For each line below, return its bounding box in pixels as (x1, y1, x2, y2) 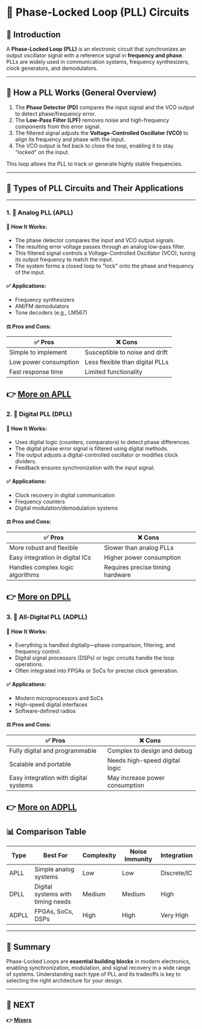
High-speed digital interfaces (14, 701, 88, 708)
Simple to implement (9, 348, 67, 357)
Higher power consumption (104, 554, 182, 562)
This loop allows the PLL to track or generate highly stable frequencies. (6, 160, 183, 167)
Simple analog (34, 865, 75, 874)
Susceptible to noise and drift (85, 348, 168, 357)
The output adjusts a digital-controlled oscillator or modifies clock (14, 451, 179, 458)
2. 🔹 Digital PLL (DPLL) (6, 410, 72, 418)
